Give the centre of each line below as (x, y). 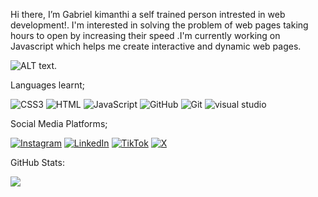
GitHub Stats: (37, 162)
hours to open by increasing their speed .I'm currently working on (145, 35)
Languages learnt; (47, 85)
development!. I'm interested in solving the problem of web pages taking (159, 25)
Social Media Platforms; (59, 123)
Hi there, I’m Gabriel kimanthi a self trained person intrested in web (148, 14)
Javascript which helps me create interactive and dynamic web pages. (156, 46)
